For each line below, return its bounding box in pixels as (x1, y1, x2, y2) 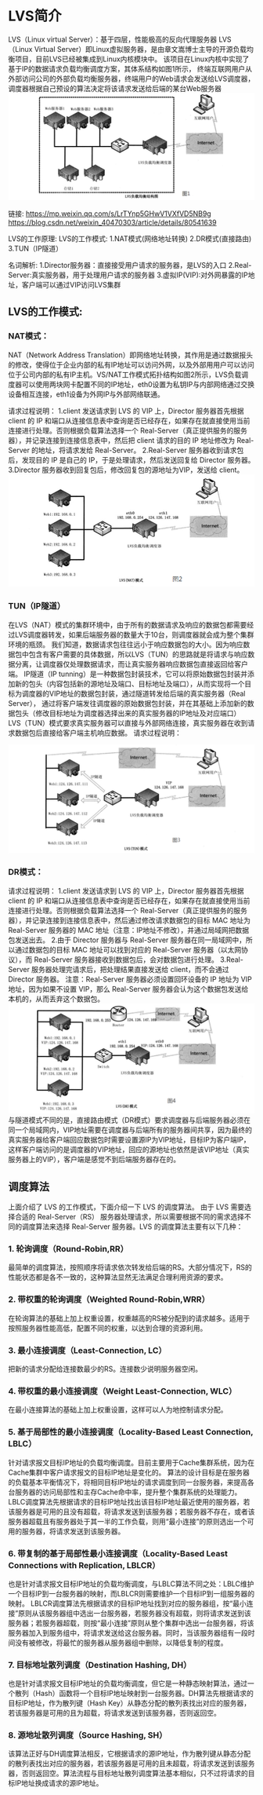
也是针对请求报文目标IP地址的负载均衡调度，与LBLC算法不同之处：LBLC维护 (8, 1579, 254, 1588)
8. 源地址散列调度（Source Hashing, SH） (8, 1730, 168, 1741)
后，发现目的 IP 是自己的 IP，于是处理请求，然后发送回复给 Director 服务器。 (8, 455, 255, 464)
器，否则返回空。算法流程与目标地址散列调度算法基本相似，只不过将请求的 (8, 1768, 248, 1779)
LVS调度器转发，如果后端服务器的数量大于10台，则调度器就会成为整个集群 (14, 630, 254, 639)
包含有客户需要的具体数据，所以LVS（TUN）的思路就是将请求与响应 (28, 649, 248, 659)
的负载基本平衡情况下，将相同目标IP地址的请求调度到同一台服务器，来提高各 (8, 1477, 254, 1486)
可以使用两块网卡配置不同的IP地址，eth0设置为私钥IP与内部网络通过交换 (21, 379, 255, 389)
